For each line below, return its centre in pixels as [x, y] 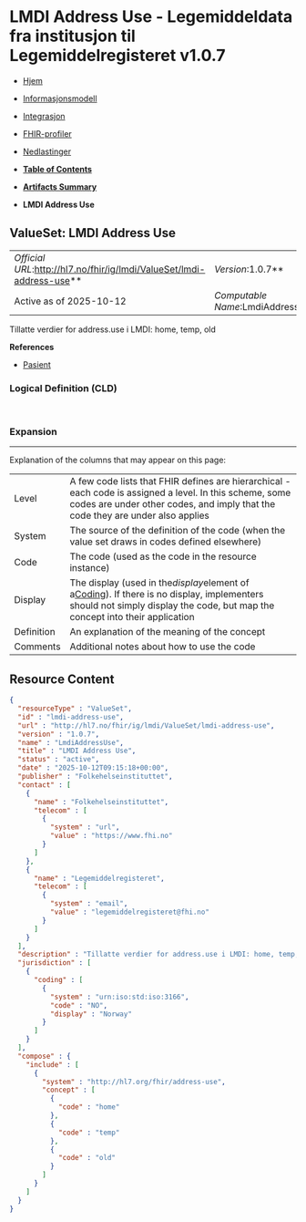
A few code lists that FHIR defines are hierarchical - [180, 482]
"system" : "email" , [89, 904]
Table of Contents [57, 169]
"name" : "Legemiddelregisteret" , [99, 878]
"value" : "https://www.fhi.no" [111, 836]
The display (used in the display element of [159, 583]
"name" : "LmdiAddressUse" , [71, 742]
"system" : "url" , [85, 827]
